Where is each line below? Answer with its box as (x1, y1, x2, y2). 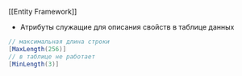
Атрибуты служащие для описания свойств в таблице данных (19, 22, 235, 31)
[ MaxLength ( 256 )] (8, 45, 67, 53)
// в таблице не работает (8, 52, 95, 61)
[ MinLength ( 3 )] (8, 60, 60, 68)
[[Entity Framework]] (8, 7, 77, 16)
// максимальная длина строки (8, 38, 111, 46)
